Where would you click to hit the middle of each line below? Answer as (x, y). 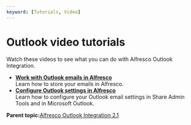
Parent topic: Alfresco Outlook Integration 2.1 (63, 115)
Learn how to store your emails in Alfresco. (69, 84)
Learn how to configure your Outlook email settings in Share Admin (100, 97)
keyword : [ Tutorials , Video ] (43, 12)
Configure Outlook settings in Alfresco (66, 90)
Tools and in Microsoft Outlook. (55, 103)
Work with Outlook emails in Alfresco (63, 77)
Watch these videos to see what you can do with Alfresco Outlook (89, 59)
